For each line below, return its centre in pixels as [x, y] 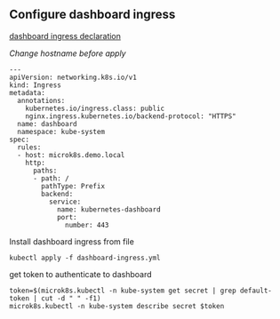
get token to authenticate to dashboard [81, 274]
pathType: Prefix [73, 186]
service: [65, 202]
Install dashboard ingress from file [72, 241]
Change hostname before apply [68, 53]
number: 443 [87, 225]
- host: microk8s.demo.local [71, 155]
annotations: [41, 100]
